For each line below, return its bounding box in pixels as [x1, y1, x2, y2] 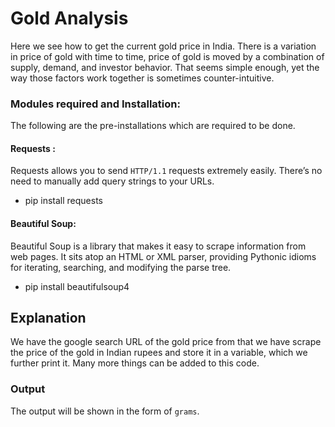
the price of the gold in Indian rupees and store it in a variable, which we [10, 347, 308, 359]
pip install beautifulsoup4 [24, 280, 130, 292]
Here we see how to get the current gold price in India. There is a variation [10, 40, 317, 52]
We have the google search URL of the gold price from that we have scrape [10, 336, 322, 348]
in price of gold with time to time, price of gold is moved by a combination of [10, 50, 325, 62]
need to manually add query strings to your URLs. [10, 175, 215, 187]
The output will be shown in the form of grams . [10, 405, 200, 417]
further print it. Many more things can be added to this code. [10, 357, 260, 369]
